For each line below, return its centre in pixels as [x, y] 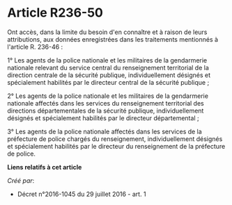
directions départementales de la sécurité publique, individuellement [106, 110]
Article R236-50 [55, 13]
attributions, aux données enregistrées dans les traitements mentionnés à [113, 39]
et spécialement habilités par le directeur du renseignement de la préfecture [116, 146]
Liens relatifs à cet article [45, 167]
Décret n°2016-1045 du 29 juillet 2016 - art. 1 [82, 194]
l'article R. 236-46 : [35, 47]
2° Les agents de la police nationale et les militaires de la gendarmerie [108, 96]
